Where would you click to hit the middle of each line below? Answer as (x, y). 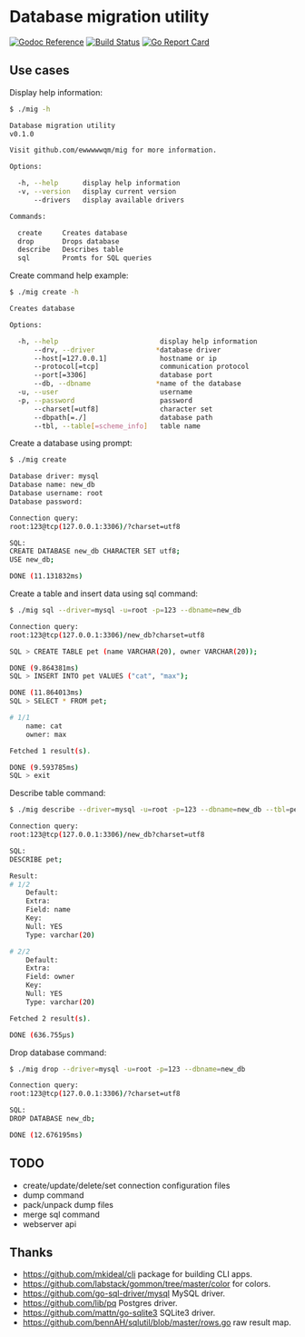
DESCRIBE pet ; (36, 859)
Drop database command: (58, 1053)
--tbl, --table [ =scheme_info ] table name (117, 426)
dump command (53, 1195)
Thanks (31, 1252)
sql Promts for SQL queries (85, 258)
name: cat (44, 726)
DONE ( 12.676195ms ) (46, 1135)
